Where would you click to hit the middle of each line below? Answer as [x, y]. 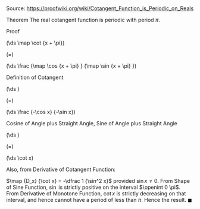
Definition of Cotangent [35, 77]
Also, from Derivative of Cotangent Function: [61, 170]
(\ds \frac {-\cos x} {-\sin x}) [41, 112]
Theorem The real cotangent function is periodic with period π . [83, 20]
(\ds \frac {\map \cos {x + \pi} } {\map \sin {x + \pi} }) [71, 66]
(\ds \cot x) [20, 158]
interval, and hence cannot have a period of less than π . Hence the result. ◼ [99, 200]
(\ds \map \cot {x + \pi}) [35, 43]
